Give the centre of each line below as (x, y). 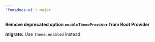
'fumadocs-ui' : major (28, 10)
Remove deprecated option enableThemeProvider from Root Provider (77, 24)
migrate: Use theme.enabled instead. (44, 34)
